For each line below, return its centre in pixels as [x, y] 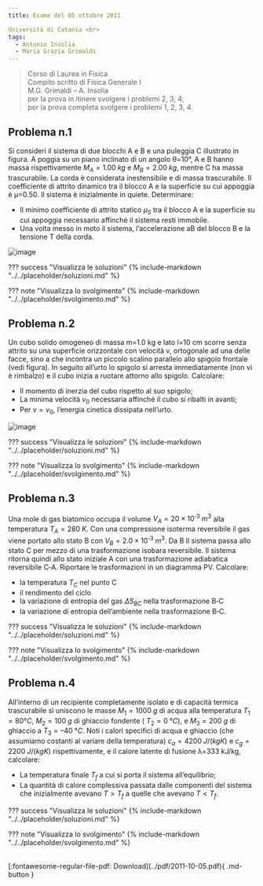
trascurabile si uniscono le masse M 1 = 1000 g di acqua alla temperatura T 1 [130, 711]
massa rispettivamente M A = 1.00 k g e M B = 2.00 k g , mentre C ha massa [126, 168]
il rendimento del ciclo [55, 593]
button [19, 874]
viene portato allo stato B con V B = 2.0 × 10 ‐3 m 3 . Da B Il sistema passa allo [130, 541]
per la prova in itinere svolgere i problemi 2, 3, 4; [106, 99]
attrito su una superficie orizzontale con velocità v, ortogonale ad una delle [129, 351]
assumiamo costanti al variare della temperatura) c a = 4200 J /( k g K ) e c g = [129, 742]
